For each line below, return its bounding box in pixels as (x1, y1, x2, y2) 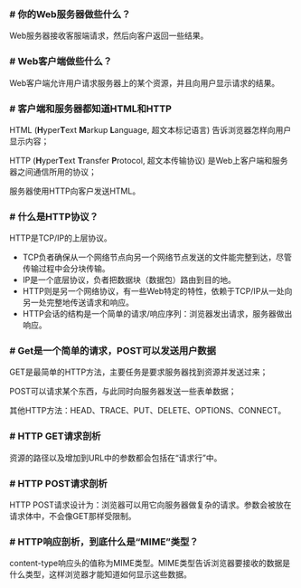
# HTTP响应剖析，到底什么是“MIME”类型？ (9, 536, 199, 548)
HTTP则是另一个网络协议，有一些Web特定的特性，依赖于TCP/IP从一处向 (22, 286, 293, 297)
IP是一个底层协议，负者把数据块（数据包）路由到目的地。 (22, 274, 237, 286)
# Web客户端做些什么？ (9, 55, 113, 68)
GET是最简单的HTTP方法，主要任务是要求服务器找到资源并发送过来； (9, 366, 268, 377)
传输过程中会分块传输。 (22, 263, 110, 274)
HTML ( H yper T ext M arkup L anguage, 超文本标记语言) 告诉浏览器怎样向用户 (9, 124, 292, 135)
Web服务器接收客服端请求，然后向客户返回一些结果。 (9, 30, 209, 42)
